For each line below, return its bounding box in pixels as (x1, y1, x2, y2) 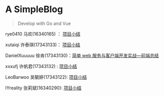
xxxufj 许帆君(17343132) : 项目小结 (5, 63, 77, 69)
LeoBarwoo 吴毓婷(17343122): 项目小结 (5, 74, 87, 80)
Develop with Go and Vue (17, 20, 71, 26)
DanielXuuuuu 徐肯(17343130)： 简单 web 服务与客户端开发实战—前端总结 (5, 52, 159, 58)
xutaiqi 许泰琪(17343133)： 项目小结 (5, 42, 80, 48)
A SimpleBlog (5, 4, 63, 15)
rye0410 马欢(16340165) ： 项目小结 (5, 30, 80, 37)
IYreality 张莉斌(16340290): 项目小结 (5, 85, 82, 91)
